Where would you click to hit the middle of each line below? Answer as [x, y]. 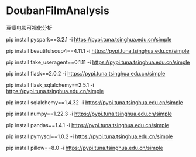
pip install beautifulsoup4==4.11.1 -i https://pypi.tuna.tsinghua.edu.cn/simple [98, 50]
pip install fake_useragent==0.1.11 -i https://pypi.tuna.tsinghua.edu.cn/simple [98, 62]
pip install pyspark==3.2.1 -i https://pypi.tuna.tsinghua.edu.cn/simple [89, 39]
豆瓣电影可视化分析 [29, 28]
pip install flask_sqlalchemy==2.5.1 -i [50, 85]
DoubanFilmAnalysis [58, 11]
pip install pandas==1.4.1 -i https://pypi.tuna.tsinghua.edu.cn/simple [88, 125]
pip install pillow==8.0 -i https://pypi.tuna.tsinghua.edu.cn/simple [85, 148]
